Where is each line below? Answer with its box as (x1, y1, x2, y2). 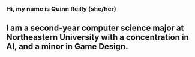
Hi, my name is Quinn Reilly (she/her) (6, 5, 116, 13)
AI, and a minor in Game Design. (6, 42, 128, 52)
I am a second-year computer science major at (6, 23, 184, 33)
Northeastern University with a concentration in (6, 32, 189, 43)
